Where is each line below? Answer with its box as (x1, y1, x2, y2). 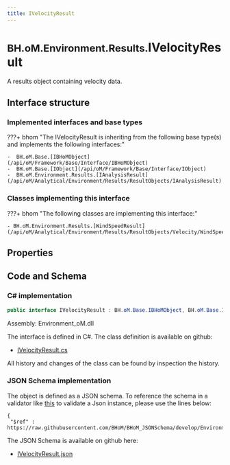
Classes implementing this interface (7, 194, 130, 203)
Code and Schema (7, 271, 87, 282)
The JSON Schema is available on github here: (7, 436, 138, 444)
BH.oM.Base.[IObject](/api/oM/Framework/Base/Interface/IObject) (16, 166, 207, 172)
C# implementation (7, 291, 73, 301)
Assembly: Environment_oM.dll (7, 319, 94, 327)
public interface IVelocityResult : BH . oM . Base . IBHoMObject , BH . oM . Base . (7, 306, 222, 313)
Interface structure (7, 97, 90, 109)
